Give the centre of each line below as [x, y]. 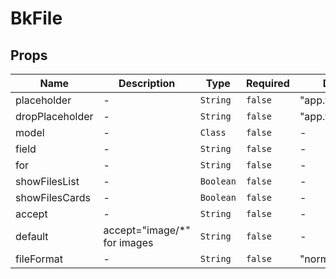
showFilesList [47, 181]
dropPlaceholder [54, 116]
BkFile [36, 18]
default [32, 236]
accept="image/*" [147, 230]
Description [147, 83]
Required [267, 83]
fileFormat [39, 259]
